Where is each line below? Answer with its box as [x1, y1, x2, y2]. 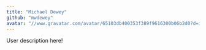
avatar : [6, 20, 26, 26]
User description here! [6, 37, 63, 45]
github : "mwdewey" [6, 15, 53, 21]
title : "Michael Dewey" [6, 9, 67, 15]
